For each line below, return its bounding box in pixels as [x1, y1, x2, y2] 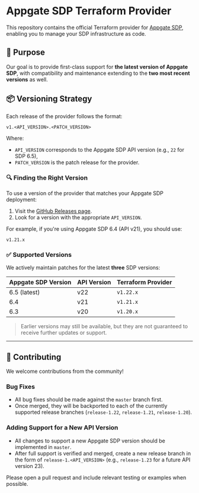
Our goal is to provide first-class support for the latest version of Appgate [6, 63, 188, 70]
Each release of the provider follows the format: [6, 112, 123, 120]
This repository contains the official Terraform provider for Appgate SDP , [6, 24, 184, 31]
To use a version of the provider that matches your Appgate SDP [6, 189, 164, 197]
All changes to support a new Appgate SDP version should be [14, 437, 166, 444]
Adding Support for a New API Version [6, 423, 118, 432]
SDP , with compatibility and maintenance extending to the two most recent [6, 70, 191, 77]
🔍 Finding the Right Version [6, 174, 88, 182]
